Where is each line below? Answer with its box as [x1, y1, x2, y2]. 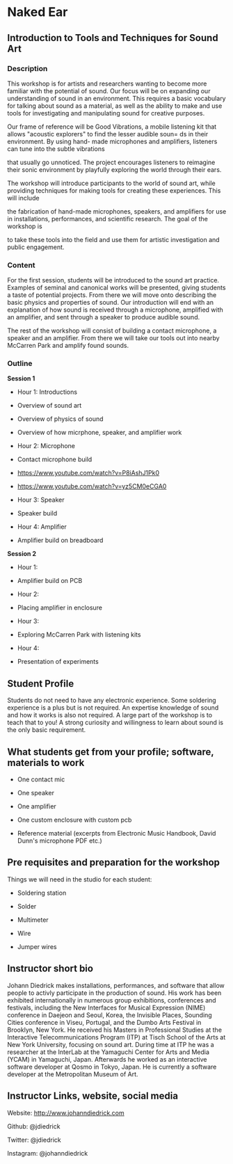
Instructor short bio [7, 963, 94, 975]
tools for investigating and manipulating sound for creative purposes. [7, 109, 205, 117]
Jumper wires [17, 942, 57, 950]
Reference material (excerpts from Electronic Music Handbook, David [17, 829, 216, 838]
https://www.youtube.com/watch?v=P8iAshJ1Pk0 [17, 469, 160, 477]
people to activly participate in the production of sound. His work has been [7, 989, 222, 997]
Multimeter [17, 916, 49, 924]
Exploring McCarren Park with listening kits [17, 630, 141, 639]
